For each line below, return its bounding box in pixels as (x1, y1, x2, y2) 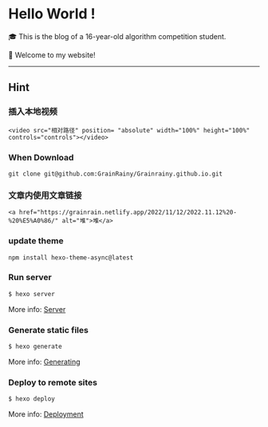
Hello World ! (8, 5, 96, 23)
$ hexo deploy (8, 395, 56, 403)
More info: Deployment (8, 409, 84, 419)
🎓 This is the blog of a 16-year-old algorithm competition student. (8, 31, 227, 41)
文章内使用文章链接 (8, 189, 82, 200)
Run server (8, 272, 52, 283)
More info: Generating (8, 357, 81, 366)
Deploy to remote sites (8, 377, 98, 388)
